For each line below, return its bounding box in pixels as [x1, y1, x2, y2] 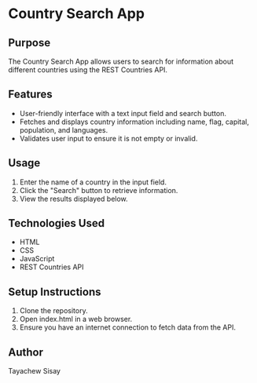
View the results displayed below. [19, 194, 128, 203]
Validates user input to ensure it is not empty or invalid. [19, 133, 198, 143]
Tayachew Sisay [8, 367, 61, 376]
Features [8, 88, 53, 101]
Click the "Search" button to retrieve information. [19, 185, 178, 195]
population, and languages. [19, 125, 108, 134]
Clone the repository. [19, 306, 88, 316]
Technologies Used [8, 217, 105, 230]
